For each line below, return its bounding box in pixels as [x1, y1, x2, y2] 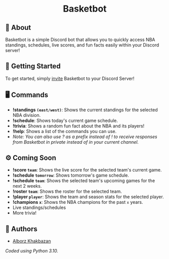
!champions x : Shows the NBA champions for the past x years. [12, 199, 143, 205]
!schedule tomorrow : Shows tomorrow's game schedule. [12, 172, 130, 179]
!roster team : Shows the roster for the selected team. [12, 188, 122, 195]
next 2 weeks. [12, 183, 42, 189]
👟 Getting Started [5, 62, 61, 71]
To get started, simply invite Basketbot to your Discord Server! [5, 75, 135, 81]
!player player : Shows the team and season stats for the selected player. [12, 194, 164, 200]
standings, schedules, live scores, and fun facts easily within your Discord [5, 42, 159, 48]
